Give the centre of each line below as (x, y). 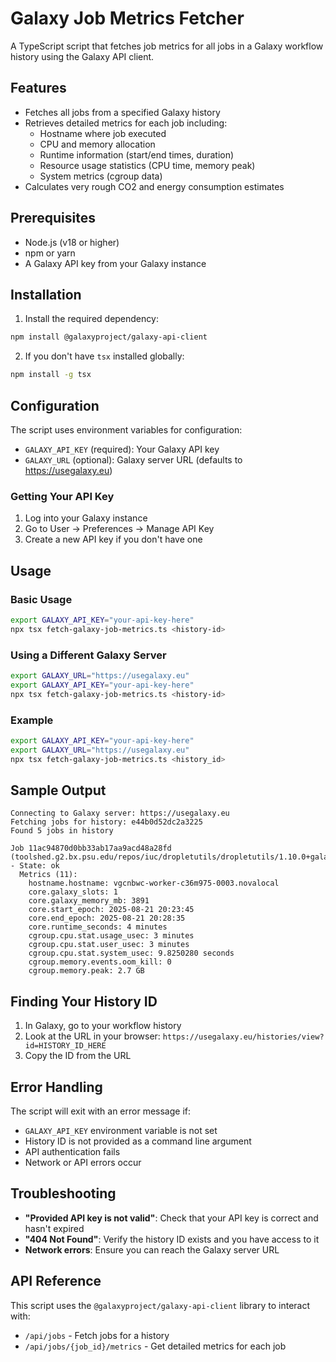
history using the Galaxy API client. (82, 56)
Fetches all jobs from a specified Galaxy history (122, 112)
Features (38, 88)
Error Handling (56, 1087)
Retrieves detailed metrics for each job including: (126, 123)
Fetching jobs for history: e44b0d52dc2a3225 (106, 822)
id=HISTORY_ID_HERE (65, 1046)
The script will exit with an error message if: (101, 1111)
